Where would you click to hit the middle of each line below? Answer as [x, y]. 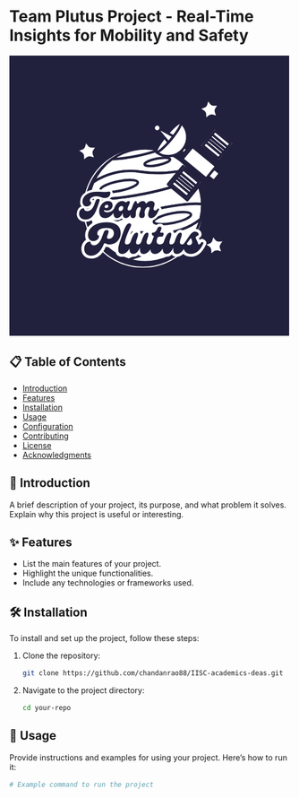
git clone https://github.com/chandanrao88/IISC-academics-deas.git [153, 673]
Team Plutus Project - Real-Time [132, 17]
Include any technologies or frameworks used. [108, 583]
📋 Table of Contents [68, 362]
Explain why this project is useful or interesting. [97, 514]
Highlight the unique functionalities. [88, 573]
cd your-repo [47, 708]
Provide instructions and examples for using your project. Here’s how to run [149, 757]
